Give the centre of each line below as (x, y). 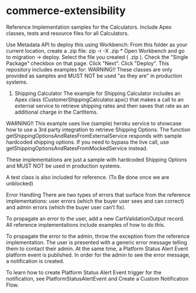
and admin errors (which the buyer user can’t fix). (66, 207)
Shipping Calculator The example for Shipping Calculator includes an (97, 93)
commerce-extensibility (66, 11)
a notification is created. (35, 261)
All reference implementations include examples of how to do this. (86, 224)
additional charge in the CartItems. (56, 112)
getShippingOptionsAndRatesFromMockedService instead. (77, 148)
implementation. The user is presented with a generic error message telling (97, 242)
